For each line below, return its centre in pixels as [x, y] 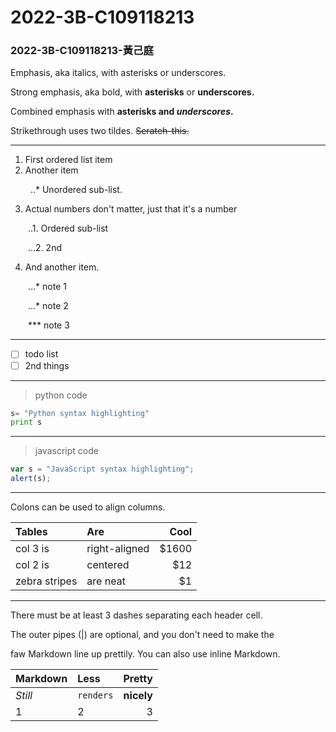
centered [108, 565]
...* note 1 [47, 287]
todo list [41, 354]
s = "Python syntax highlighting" [80, 413]
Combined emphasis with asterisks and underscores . [122, 112]
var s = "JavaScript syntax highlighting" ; [102, 469]
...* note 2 [48, 306]
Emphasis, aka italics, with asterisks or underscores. [118, 73]
